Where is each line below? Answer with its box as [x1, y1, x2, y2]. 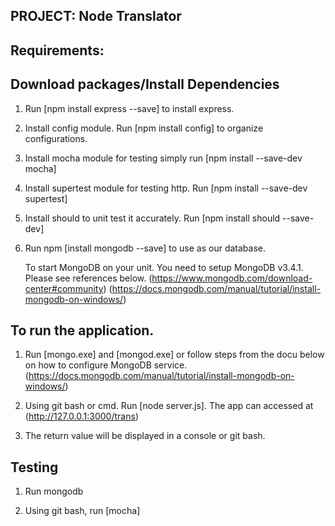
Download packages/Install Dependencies [10, 76, 280, 93]
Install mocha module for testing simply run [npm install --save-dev [24, 152, 303, 164]
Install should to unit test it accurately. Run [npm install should [24, 212, 281, 224]
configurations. [24, 132, 88, 144]
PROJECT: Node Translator [10, 8, 182, 25]
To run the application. [10, 322, 155, 339]
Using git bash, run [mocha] [24, 505, 141, 517]
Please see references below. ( [24, 272, 153, 284]
